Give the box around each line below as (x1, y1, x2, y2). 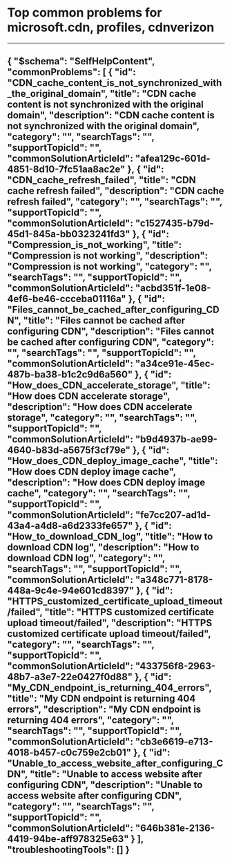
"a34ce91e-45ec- (135, 358, 215, 370)
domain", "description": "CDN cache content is (7, 109, 215, 122)
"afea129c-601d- (135, 153, 211, 165)
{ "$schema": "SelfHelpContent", (7, 55, 155, 67)
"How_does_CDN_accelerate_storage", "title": (7, 380, 211, 391)
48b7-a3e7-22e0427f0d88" (7, 671, 133, 683)
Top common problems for (7, 5, 162, 21)
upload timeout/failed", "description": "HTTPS (7, 617, 213, 629)
